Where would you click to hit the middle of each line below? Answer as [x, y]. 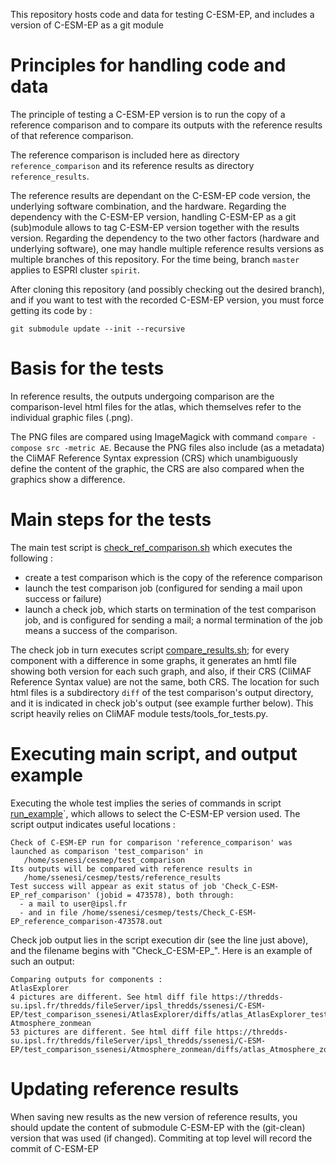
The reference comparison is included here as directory [125, 155]
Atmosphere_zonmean [51, 1023]
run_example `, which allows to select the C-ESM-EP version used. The [155, 813]
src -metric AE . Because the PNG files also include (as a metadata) [185, 447]
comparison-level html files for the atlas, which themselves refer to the [156, 406]
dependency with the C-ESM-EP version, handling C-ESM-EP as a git [153, 216]
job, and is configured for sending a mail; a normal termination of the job [173, 620]
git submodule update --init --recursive [98, 329]
